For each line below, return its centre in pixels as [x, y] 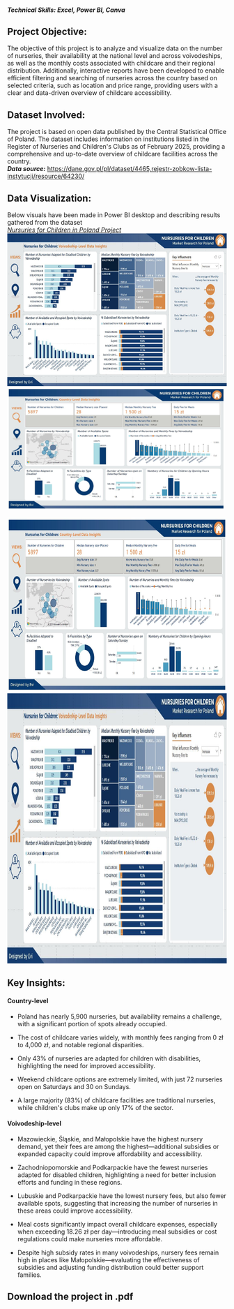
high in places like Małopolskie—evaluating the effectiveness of [108, 1259]
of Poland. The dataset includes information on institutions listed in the [109, 139]
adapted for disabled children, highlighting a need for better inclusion [117, 1175]
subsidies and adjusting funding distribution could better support [110, 1267]
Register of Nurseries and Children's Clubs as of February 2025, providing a [116, 147]
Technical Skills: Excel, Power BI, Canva [66, 10]
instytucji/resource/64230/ [46, 176]
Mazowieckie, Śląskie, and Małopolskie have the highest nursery [110, 1139]
